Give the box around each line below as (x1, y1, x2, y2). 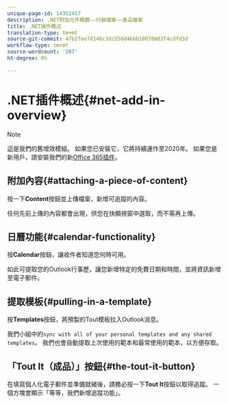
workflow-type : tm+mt (7, 42, 69, 49)
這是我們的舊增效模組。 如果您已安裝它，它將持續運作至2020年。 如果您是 (7, 144, 218, 152)
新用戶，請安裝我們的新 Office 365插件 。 (7, 152, 121, 161)
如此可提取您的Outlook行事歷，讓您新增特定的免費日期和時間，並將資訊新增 (7, 265, 221, 273)
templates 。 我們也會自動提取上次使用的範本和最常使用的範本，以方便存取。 (7, 338, 223, 347)
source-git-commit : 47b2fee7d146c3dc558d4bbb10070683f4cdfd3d (7, 36, 188, 43)
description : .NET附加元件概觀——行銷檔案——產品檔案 (7, 16, 143, 23)
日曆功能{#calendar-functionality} (7, 231, 156, 242)
